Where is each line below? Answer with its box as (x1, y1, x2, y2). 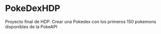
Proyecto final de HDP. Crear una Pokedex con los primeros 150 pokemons (5, 19, 156, 24)
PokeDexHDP (5, 3, 60, 14)
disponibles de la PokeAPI (5, 23, 57, 29)
